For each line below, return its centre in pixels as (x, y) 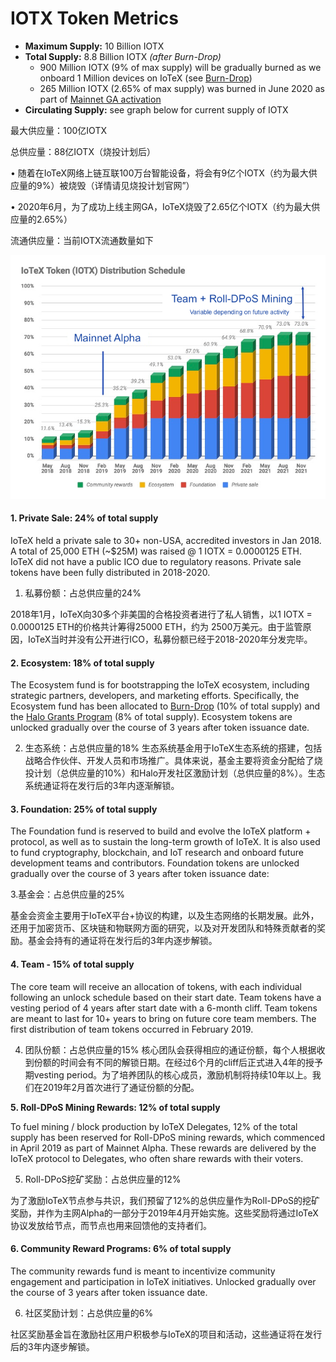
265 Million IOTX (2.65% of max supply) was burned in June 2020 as (182, 88)
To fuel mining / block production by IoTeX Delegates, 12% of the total (154, 1126)
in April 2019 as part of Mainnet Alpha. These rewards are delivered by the (163, 1148)
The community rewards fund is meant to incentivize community (143, 1271)
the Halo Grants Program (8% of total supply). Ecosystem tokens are (151, 717)
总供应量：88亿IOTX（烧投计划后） (83, 151)
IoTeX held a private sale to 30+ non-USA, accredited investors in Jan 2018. (166, 540)
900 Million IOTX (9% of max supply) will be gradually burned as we (180, 67)
